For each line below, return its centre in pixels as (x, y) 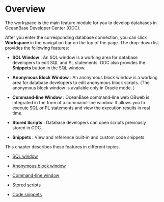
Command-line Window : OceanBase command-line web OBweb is (81, 97)
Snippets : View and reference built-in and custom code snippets (78, 137)
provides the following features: (37, 48)
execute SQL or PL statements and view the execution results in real (81, 108)
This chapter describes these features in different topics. (63, 146)
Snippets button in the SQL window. (49, 68)
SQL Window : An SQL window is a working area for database (75, 57)
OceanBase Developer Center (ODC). (43, 28)
